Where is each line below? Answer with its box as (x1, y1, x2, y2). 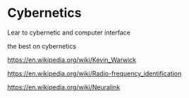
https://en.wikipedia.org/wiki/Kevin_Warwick (7, 55, 137, 64)
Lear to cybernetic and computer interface (7, 28, 130, 37)
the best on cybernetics (7, 42, 76, 50)
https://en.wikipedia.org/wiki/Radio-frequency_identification (7, 69, 182, 78)
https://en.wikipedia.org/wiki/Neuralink (7, 82, 121, 91)
